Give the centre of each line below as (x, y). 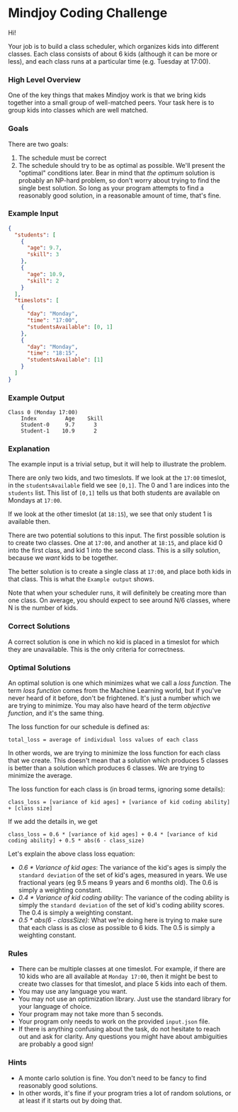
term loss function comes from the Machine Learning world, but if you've (115, 691)
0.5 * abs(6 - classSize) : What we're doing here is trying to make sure (120, 920)
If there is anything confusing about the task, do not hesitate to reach (119, 1029)
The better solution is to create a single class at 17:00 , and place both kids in (120, 572)
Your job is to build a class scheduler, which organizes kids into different (113, 46)
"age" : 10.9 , (46, 274)
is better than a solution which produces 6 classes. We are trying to (106, 768)
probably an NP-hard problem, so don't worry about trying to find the (119, 180)
